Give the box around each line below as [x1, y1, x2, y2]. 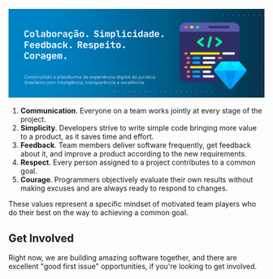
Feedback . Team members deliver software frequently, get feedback [19, 140, 252, 150]
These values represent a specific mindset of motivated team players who [8, 200, 257, 209]
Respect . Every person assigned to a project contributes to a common [19, 157, 256, 167]
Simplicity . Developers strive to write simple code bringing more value [19, 123, 258, 133]
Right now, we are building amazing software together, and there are [8, 253, 237, 263]
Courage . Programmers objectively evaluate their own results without [19, 175, 253, 185]
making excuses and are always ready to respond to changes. [19, 183, 228, 193]
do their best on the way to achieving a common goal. [8, 208, 188, 217]
